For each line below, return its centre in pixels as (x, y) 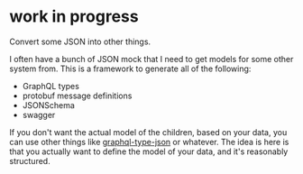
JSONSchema (48, 105)
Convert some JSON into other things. (80, 41)
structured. (30, 160)
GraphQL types (50, 86)
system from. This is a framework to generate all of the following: (130, 69)
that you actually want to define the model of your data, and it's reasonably (149, 151)
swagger (39, 114)
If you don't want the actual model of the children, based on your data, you (148, 132)
